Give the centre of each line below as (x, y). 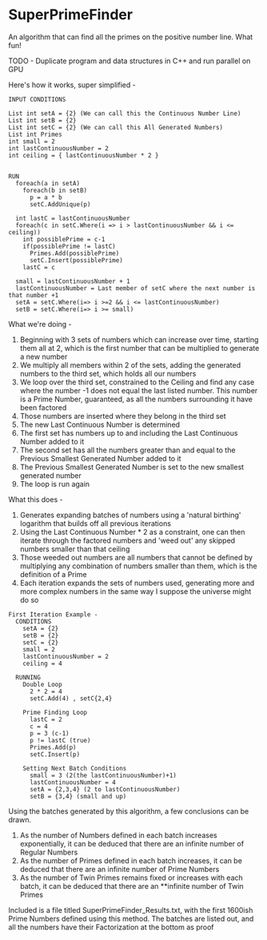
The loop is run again (55, 484)
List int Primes (35, 134)
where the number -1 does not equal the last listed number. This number (139, 390)
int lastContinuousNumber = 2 (59, 148)
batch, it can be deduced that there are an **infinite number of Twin (132, 886)
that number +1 (34, 295)
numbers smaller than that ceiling (75, 548)
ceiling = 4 (42, 663)
